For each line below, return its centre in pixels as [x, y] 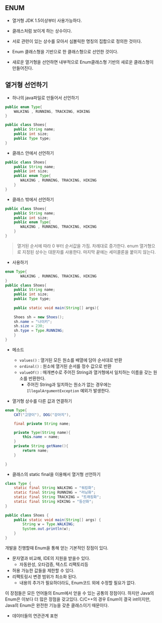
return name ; [36, 451]
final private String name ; [42, 424]
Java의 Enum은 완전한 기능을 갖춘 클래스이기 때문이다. [57, 605]
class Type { [18, 483]
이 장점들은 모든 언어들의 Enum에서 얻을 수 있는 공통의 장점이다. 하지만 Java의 [80, 593]
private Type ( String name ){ [42, 432]
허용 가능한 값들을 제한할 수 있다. [43, 570]
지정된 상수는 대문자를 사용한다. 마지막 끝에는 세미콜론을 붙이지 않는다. [89, 252]
